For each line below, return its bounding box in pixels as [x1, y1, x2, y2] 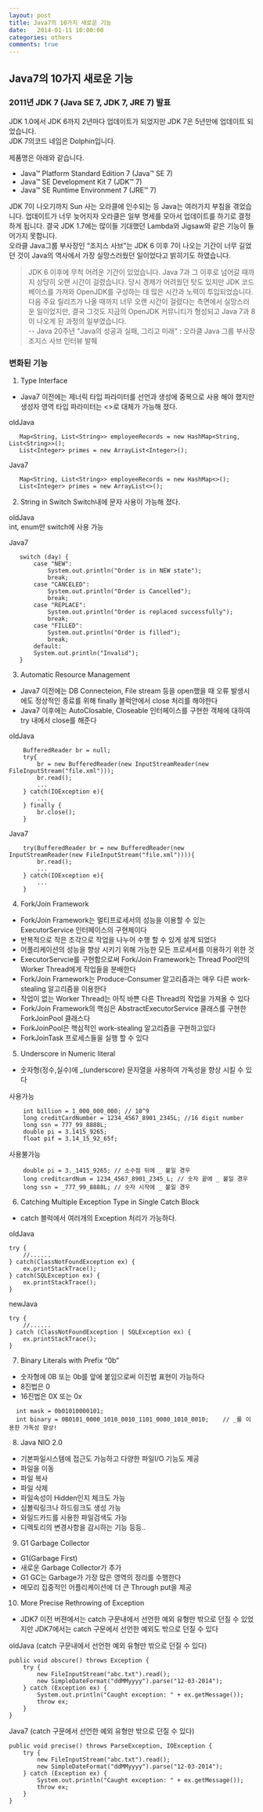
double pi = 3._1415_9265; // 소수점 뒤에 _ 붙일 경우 [23, 1167, 191, 1175]
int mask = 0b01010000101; [16, 1408, 104, 1415]
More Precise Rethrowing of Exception [20, 1598, 145, 1608]
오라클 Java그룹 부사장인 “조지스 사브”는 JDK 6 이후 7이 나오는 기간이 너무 [9, 240, 237, 250]
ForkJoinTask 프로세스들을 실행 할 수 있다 [20, 1034, 150, 1043]
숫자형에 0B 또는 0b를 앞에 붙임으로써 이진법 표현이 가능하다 [20, 1372, 205, 1382]
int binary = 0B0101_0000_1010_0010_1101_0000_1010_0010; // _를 [16, 1415, 243, 1424]
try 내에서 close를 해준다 [20, 716, 97, 725]
